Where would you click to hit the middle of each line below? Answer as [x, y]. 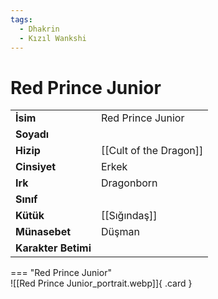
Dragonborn [129, 183]
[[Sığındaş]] [129, 216]
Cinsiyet [36, 167]
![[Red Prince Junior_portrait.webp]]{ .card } [101, 283]
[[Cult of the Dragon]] [152, 151]
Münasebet [43, 232]
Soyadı [32, 134]
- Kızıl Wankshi [53, 38]
